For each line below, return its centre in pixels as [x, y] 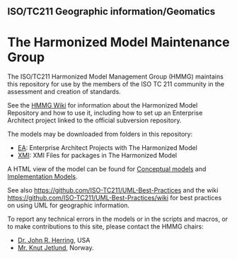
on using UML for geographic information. [68, 205]
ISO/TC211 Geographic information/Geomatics [111, 12]
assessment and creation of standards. [64, 92]
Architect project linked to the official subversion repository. [94, 120]
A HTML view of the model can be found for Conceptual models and [107, 169]
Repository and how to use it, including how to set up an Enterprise [105, 113]
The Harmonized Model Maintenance [118, 42]
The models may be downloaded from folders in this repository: [100, 134]
